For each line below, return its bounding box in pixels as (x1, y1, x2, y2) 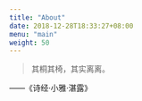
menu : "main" (9, 29, 58, 38)
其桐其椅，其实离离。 (30, 63, 110, 74)
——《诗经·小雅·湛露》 (9, 82, 93, 94)
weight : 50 (9, 38, 50, 47)
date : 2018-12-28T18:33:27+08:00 (9, 21, 134, 30)
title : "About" (9, 13, 66, 22)
